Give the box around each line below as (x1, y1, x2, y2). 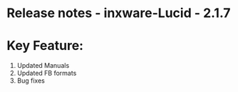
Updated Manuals (16, 61, 70, 70)
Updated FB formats (16, 69, 77, 78)
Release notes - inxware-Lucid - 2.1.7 (6, 5, 231, 21)
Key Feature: (6, 38, 83, 54)
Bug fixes (16, 76, 46, 85)
